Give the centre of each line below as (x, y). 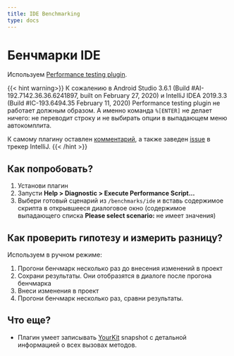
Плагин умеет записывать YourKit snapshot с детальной (102, 337)
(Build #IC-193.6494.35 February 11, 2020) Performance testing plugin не (114, 103)
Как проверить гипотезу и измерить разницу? (115, 237)
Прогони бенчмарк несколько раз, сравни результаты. (100, 298)
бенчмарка (34, 284)
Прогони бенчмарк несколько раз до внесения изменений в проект (120, 269)
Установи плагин (43, 186)
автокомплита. (29, 126)
